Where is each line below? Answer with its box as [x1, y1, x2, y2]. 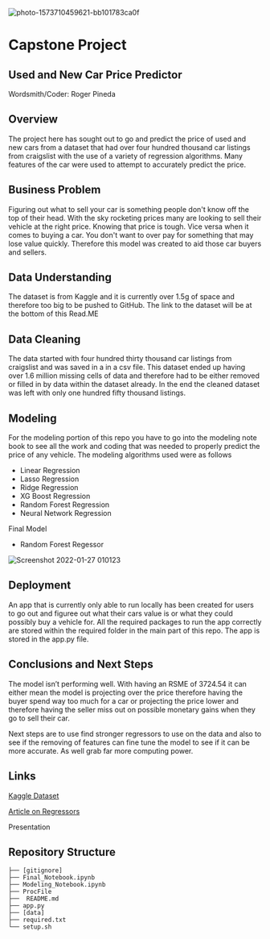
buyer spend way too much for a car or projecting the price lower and [8, 696, 239, 705]
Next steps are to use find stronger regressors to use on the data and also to [8, 729, 262, 738]
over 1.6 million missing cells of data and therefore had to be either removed [8, 371, 260, 380]
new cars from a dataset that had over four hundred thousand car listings [8, 142, 251, 152]
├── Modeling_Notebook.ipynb [8, 881, 106, 889]
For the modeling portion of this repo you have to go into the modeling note [8, 433, 257, 442]
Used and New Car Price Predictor [8, 68, 182, 81]
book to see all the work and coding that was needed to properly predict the [8, 442, 260, 451]
